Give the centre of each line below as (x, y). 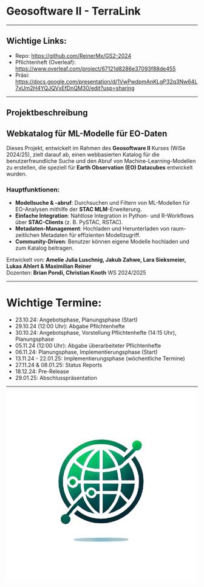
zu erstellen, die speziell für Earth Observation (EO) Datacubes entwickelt (100, 167)
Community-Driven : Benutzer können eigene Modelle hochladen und (102, 242)
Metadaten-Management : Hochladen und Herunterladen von (92, 228)
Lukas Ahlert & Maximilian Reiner (49, 266)
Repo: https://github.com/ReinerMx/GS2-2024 (73, 55)
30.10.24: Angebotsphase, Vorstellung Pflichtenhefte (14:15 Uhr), (96, 333)
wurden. (17, 174)
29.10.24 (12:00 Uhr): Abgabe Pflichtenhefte (70, 326)
